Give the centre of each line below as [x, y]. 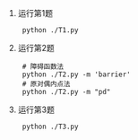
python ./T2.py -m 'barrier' [77, 74]
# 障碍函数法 [43, 66]
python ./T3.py [50, 127]
